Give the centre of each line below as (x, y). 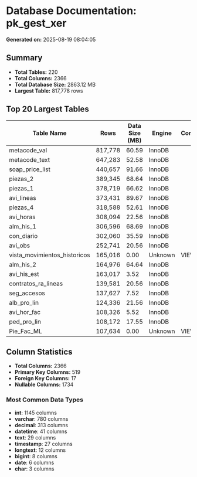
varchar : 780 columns (41, 419)
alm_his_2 (23, 264)
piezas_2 (21, 179)
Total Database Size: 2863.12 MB (55, 84)
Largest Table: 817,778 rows (49, 91)
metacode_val (28, 150)
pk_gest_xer (36, 23)
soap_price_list (30, 169)
